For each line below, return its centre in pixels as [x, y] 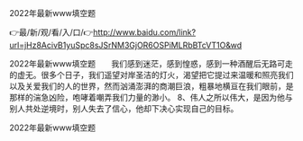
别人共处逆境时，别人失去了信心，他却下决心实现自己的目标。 [124, 109]
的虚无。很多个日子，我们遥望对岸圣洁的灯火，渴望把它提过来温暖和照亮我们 [151, 75]
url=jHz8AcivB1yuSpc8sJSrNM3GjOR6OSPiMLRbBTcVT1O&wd [125, 45]
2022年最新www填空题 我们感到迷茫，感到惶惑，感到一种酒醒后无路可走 [151, 64]
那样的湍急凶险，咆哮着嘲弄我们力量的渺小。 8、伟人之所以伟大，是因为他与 [151, 97]
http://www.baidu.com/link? [145, 32]
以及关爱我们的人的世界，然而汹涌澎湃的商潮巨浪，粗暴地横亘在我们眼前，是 [151, 86]
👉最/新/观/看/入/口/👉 [51, 32]
